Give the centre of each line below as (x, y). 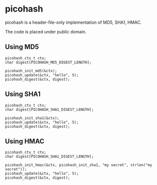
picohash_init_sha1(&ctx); (32, 118)
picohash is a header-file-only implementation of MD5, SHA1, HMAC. (73, 22)
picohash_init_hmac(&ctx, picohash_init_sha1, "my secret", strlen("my (78, 165)
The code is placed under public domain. (46, 31)
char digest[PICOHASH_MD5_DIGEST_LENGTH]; (48, 62)
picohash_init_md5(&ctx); (31, 71)
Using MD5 (22, 47)
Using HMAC (25, 141)
